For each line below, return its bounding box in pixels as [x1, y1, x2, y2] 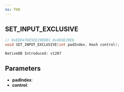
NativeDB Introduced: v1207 [5, 51, 62, 56]
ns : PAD [5, 7, 21, 12]
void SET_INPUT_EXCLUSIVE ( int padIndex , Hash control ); [5, 42, 120, 47]
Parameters [5, 64, 41, 73]
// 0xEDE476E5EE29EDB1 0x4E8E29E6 [5, 38, 75, 43]
